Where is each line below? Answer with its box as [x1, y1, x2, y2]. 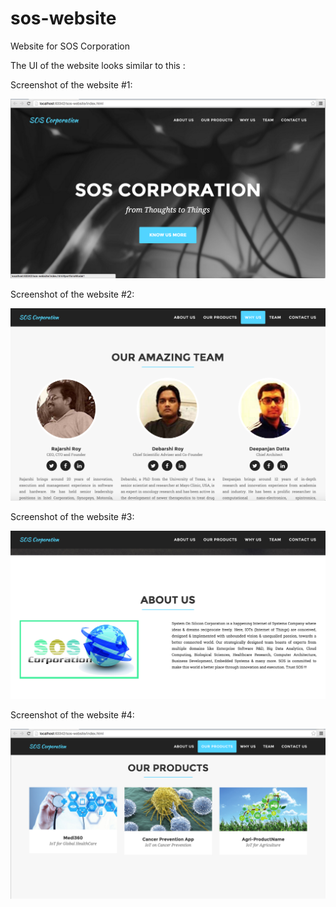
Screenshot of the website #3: [10, 510, 135, 522]
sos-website [10, 7, 117, 30]
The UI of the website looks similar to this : [10, 59, 186, 71]
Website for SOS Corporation [10, 40, 130, 52]
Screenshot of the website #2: [10, 288, 135, 301]
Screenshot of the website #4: [10, 709, 135, 721]
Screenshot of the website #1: [10, 78, 133, 91]
